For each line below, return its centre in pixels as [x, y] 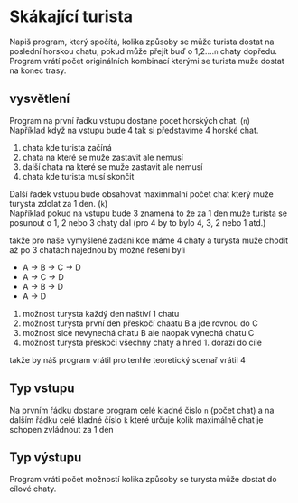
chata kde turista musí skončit [78, 176]
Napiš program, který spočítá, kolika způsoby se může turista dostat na [142, 42]
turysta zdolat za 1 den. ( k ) [59, 203]
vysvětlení [40, 99]
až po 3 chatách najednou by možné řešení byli [98, 249]
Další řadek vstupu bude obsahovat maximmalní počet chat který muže [141, 194]
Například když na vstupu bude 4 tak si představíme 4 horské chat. [134, 130]
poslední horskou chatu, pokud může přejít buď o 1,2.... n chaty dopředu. [144, 51]
